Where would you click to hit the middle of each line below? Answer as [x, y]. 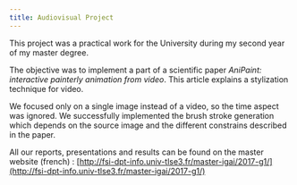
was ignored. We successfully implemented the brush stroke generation [142, 115]
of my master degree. [49, 52]
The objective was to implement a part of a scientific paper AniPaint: [136, 70]
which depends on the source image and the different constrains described [148, 125]
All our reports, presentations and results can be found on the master [136, 152]
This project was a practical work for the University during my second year [147, 43]
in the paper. [33, 134]
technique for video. [47, 88]
